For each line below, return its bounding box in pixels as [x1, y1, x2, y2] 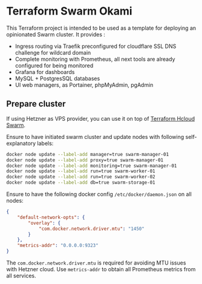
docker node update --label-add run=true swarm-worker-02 [6, 174, 155, 180]
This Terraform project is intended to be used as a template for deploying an [6, 24, 197, 32]
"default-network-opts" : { [17, 214, 85, 220]
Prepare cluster [6, 99, 66, 109]
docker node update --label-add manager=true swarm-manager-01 [6, 151, 169, 157]
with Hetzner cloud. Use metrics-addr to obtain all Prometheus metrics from [6, 266, 196, 272]
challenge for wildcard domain [15, 49, 91, 56]
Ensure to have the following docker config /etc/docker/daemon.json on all [6, 191, 192, 198]
